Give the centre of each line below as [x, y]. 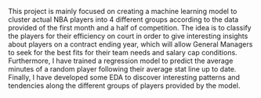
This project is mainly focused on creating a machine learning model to [123, 11]
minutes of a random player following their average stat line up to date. [122, 69]
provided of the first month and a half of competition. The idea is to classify [130, 28]
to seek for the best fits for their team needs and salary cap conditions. [123, 52]
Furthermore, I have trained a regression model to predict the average [121, 61]
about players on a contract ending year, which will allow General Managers [130, 44]
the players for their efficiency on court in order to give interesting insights [128, 36]
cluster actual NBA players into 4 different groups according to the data [123, 19]
